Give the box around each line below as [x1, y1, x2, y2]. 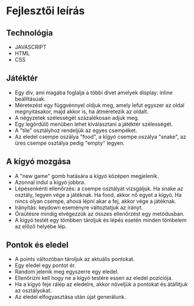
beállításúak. [14, 95, 46, 102]
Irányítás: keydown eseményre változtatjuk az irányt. [14, 203, 143, 211]
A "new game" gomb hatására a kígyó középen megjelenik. [14, 172, 159, 179]
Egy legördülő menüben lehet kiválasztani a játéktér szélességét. [14, 120, 173, 128]
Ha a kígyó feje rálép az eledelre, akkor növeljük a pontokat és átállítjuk [14, 280, 188, 288]
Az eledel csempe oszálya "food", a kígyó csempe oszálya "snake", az [14, 133, 186, 140]
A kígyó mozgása [6, 157, 71, 167]
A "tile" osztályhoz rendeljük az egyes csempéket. [14, 126, 138, 134]
